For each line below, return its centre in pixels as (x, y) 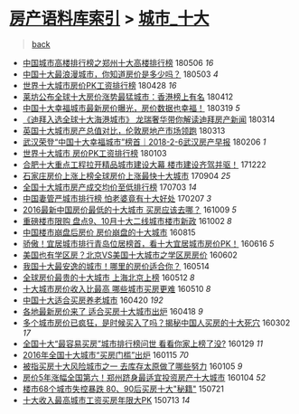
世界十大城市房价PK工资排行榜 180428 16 (99, 85)
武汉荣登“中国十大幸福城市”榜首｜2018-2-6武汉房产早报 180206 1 (144, 142)
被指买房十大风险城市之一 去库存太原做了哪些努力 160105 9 (132, 366)
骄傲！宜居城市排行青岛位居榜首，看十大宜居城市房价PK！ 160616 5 (148, 243)
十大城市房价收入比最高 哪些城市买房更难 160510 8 (117, 288)
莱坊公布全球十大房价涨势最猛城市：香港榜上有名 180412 (127, 97)
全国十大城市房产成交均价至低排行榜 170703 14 (109, 187)
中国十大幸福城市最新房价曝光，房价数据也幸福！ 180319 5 (131, 108)
